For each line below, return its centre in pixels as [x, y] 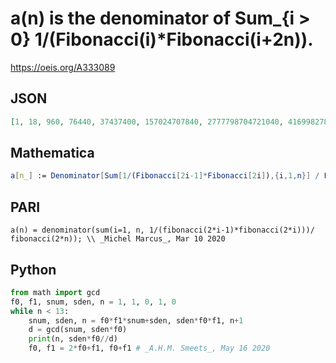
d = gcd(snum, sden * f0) [78, 330]
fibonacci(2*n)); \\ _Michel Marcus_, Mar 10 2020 [118, 239]
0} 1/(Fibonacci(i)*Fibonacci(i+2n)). [162, 39]
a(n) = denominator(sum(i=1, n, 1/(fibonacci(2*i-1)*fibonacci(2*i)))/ [162, 230]
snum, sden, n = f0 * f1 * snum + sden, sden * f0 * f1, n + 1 [136, 320]
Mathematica [52, 153]
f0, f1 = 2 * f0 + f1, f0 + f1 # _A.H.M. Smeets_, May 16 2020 [149, 348]
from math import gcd [55, 292]
